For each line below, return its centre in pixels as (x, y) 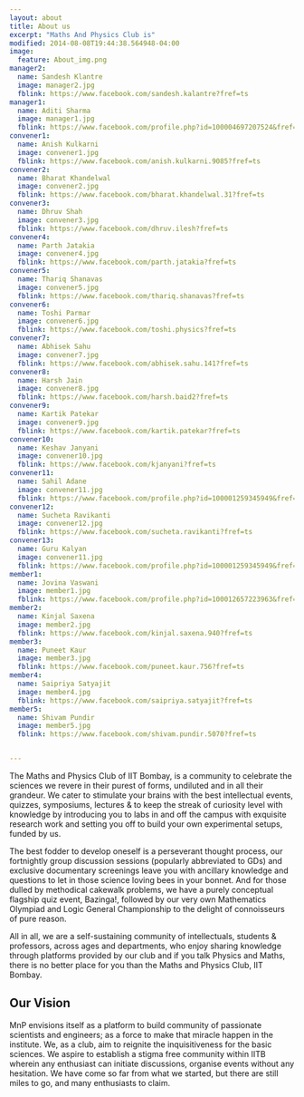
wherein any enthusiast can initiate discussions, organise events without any (152, 1063)
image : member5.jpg (54, 726)
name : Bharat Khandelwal (64, 178)
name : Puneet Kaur (52, 650)
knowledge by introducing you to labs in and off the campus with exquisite (148, 814)
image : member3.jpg (54, 658)
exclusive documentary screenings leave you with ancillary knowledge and (149, 870)
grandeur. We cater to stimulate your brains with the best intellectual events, (152, 795)
